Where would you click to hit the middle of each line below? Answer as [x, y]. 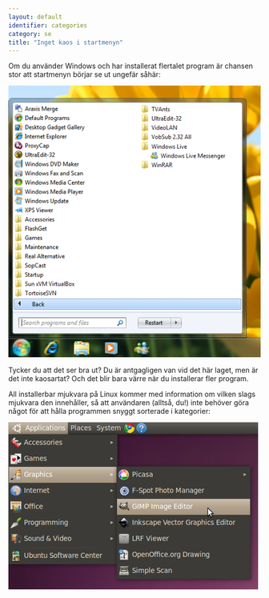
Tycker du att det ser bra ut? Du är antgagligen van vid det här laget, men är [133, 370]
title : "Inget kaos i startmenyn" [66, 42]
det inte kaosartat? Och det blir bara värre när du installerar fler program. [128, 379]
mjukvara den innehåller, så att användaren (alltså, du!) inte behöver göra [129, 403]
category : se [30, 34]
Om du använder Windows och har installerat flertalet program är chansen [131, 66]
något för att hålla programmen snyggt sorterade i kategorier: [109, 411]
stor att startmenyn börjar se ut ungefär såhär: [85, 74]
